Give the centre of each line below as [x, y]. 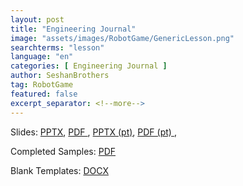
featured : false [44, 94]
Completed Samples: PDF [63, 151]
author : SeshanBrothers [60, 76]
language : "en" [42, 57]
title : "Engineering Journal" [73, 29]
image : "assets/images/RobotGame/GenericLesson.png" [122, 38]
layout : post [37, 19]
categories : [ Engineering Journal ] [89, 66]
